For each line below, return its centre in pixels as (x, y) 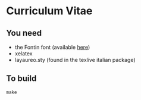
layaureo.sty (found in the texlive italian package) (75, 60)
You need (24, 33)
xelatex (23, 54)
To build (21, 79)
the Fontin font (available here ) (52, 47)
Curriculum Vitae (49, 11)
